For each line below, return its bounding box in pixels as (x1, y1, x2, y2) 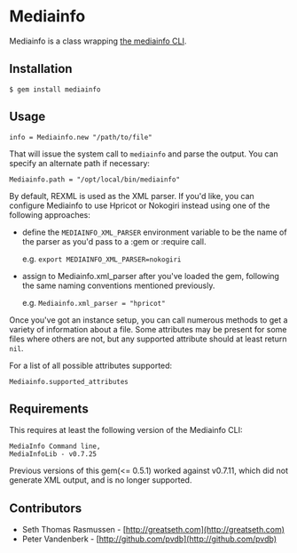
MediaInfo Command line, (9, 442, 101, 451)
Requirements (9, 401, 89, 416)
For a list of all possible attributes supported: (9, 360, 173, 371)
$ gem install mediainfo (9, 84, 101, 94)
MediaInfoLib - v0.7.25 (9, 450, 98, 459)
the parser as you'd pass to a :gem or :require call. (21, 236, 207, 246)
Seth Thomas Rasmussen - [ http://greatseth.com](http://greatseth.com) (21, 525, 285, 535)
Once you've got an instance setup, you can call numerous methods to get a (9, 314, 288, 325)
